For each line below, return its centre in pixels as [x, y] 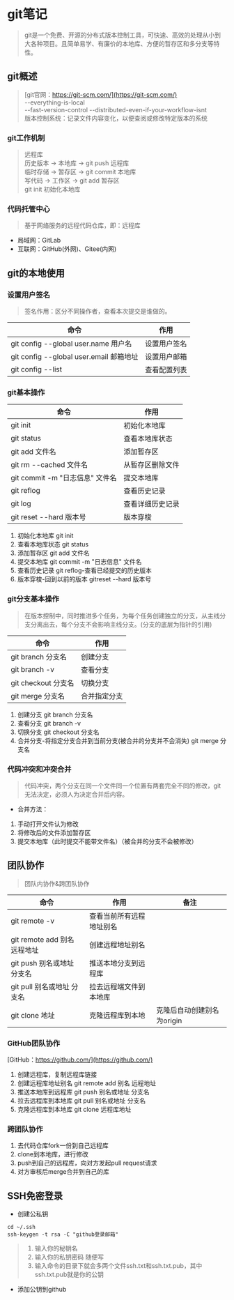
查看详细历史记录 [151, 504]
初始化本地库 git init [45, 536]
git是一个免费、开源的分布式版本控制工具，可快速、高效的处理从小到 [123, 35]
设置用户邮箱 [166, 357]
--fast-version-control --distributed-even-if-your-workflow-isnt [116, 109]
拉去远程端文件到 [117, 986]
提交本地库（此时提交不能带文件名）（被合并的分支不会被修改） [107, 841]
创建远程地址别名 [117, 945]
